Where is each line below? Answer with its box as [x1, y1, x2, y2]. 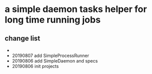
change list [5, 34, 41, 42]
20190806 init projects [12, 63, 59, 69]
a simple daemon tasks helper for [5, 3, 147, 15]
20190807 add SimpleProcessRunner [12, 52, 89, 58]
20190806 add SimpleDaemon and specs [12, 58, 98, 63]
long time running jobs [5, 14, 101, 25]
